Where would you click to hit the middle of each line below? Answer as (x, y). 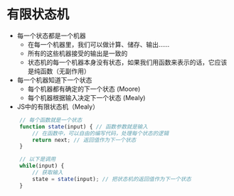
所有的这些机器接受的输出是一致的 (78, 53)
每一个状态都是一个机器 (51, 36)
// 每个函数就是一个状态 (51, 120)
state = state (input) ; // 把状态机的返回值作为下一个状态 (112, 179)
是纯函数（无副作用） (59, 71)
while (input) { (42, 166)
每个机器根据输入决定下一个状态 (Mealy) (86, 97)
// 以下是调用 (38, 159)
